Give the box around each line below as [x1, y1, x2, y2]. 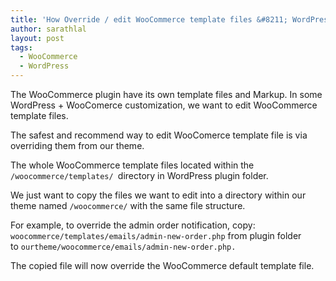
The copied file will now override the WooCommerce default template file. [10, 260, 315, 271]
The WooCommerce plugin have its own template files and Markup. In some [10, 89, 323, 100]
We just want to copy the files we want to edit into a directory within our [10, 189, 307, 201]
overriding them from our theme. [10, 140, 145, 151]
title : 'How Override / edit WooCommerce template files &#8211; [10, 14, 288, 25]
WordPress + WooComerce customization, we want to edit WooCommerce [10, 99, 318, 111]
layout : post [10, 33, 65, 43]
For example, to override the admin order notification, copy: [10, 219, 256, 231]
